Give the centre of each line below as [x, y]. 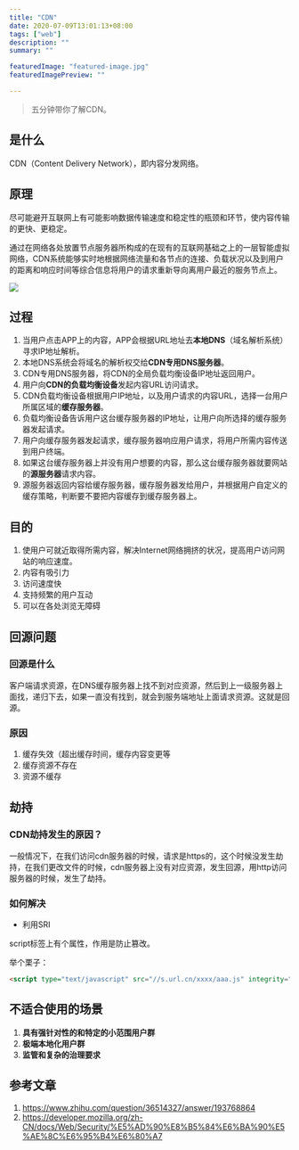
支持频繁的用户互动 [57, 595]
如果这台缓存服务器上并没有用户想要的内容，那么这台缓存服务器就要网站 [154, 463]
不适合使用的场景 [56, 1010]
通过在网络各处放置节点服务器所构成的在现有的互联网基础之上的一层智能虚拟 [149, 247]
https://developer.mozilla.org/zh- [83, 1117]
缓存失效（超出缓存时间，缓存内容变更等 [96, 754]
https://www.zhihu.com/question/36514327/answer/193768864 [139, 1107]
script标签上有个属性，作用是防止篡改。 [82, 944]
